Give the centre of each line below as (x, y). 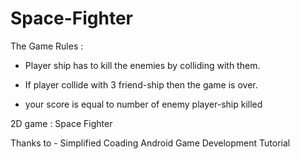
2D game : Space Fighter (61, 123)
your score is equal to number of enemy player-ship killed (143, 104)
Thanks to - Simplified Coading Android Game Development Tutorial (150, 143)
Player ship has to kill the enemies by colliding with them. (142, 65)
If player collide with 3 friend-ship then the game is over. (141, 84)
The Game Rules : (47, 46)
